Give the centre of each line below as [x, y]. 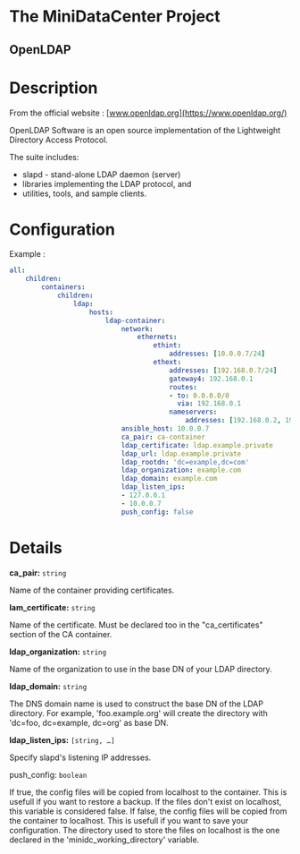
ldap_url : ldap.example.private [181, 454]
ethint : [167, 346]
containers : [64, 287]
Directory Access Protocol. [59, 140]
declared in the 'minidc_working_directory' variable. [104, 840]
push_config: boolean [48, 774]
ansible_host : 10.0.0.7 [165, 429]
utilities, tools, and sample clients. [84, 193]
